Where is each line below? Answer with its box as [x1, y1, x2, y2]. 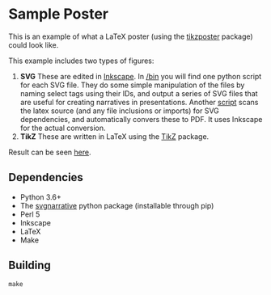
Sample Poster [8, 5, 109, 23]
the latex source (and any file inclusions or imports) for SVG [19, 106, 220, 116]
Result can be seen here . [8, 147, 91, 157]
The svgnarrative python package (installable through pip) [19, 200, 214, 210]
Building [8, 259, 51, 272]
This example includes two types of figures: [8, 56, 155, 65]
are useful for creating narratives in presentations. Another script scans [19, 97, 259, 107]
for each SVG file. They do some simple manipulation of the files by [19, 80, 245, 90]
